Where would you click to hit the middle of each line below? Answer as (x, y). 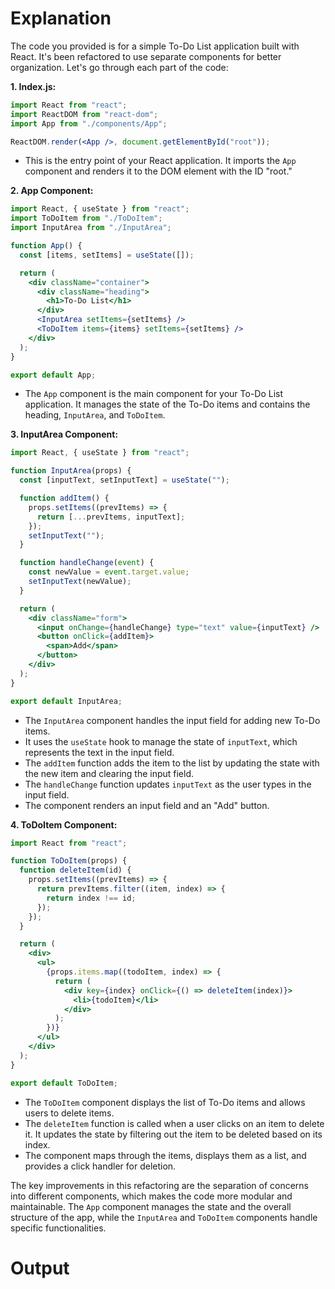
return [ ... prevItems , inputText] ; (111, 517)
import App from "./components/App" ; (89, 123)
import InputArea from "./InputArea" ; (91, 228)
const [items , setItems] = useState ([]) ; (107, 255)
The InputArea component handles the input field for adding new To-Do (172, 720)
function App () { (46, 246)
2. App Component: (52, 191)
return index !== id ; (91, 898)
